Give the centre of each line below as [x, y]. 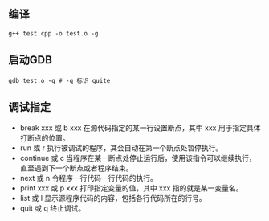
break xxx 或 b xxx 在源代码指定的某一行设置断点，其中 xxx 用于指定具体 [140, 128]
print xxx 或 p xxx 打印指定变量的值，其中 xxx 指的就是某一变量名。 [131, 188]
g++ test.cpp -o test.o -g [53, 33]
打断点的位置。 [45, 138]
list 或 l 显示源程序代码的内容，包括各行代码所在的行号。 [113, 198]
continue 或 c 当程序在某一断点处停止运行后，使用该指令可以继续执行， [138, 158]
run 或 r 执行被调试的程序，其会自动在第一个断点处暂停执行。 [121, 148]
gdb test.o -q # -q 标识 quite [59, 80]
